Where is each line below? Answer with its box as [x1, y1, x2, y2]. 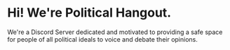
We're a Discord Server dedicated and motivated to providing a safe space [7, 28, 223, 36]
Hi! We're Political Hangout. [7, 5, 172, 21]
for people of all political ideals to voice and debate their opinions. [7, 35, 198, 43]
